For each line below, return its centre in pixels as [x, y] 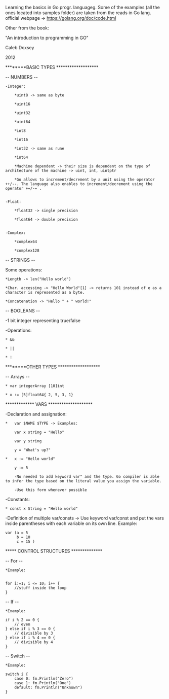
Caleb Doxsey [20, 47]
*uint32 [22, 113]
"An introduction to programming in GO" [47, 38]
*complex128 [27, 251]
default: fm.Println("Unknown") [48, 687]
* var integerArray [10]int [35, 386]
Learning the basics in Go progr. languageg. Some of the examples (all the [83, 7]
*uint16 [22, 104]
